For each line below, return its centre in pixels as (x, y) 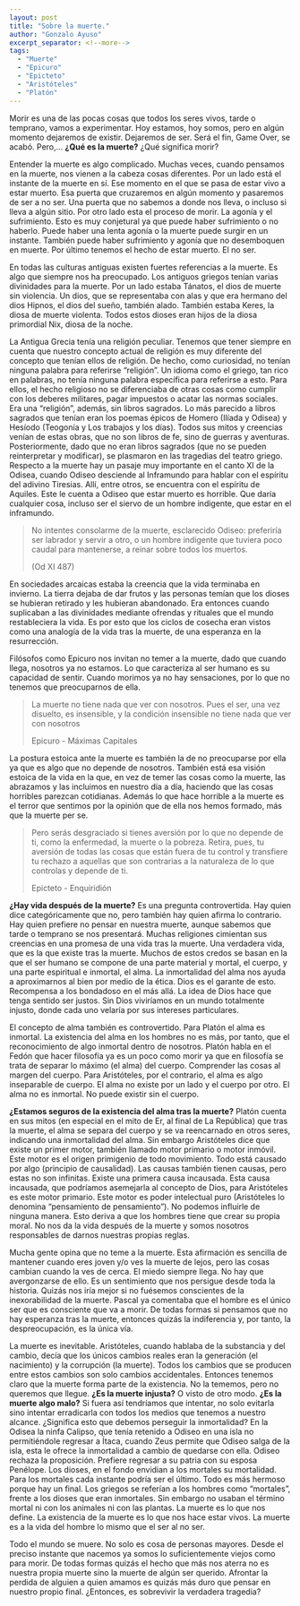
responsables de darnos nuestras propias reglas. (99, 1235)
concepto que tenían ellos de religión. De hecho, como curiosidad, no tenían (150, 360)
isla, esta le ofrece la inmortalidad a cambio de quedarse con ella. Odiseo (145, 1450)
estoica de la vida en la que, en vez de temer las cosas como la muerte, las (148, 777)
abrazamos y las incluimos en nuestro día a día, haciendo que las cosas (141, 786)
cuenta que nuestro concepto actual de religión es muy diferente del (136, 351)
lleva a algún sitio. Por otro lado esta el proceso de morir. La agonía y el (141, 211)
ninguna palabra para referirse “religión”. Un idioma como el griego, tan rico (149, 370)
